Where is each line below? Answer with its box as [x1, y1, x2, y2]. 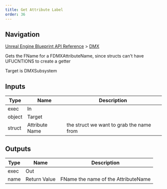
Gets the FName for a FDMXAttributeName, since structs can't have [5, 53, 144, 59]
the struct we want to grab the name [66, 122, 152, 128]
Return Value [25, 176, 56, 183]
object [7, 114, 22, 121]
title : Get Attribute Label [5, 7, 64, 12]
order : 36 [5, 12, 26, 17]
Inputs [5, 82, 26, 91]
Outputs [5, 144, 31, 153]
